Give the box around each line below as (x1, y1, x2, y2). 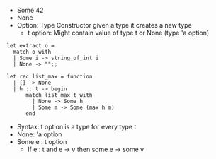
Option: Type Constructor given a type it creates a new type (16, 21, 192, 29)
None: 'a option (16, 130, 62, 139)
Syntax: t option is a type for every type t (16, 123, 137, 131)
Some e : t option (16, 138, 67, 146)
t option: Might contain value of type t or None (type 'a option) (27, 28, 210, 37)
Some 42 (16, 6, 44, 14)
